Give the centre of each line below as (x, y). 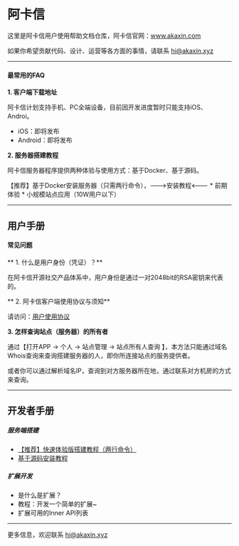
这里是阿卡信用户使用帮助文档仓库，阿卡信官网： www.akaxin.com (104, 36)
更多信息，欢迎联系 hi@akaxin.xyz (58, 535)
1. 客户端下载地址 (32, 92)
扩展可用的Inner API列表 (53, 513)
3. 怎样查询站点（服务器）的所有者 (58, 331)
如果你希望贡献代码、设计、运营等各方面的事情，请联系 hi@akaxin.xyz (111, 50)
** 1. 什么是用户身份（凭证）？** (55, 262)
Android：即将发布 (45, 140)
